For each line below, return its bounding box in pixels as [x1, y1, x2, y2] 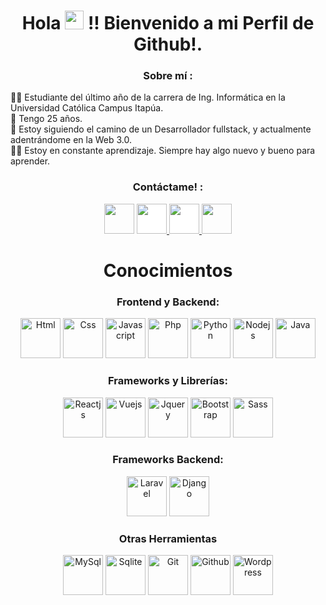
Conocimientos [103, 259, 233, 282]
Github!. [133, 33, 203, 56]
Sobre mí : [143, 69, 193, 83]
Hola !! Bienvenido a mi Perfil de [21, 12, 315, 35]
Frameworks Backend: [112, 453, 224, 467]
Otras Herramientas [118, 531, 218, 545]
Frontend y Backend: [116, 295, 220, 309]
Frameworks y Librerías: [108, 374, 228, 388]
